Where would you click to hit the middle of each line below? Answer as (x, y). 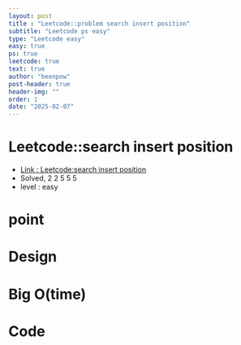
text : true (27, 69)
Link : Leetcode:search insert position (83, 170)
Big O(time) (47, 294)
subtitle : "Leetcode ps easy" (60, 31)
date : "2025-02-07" (41, 107)
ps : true (23, 54)
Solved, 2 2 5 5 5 (48, 178)
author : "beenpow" (39, 76)
